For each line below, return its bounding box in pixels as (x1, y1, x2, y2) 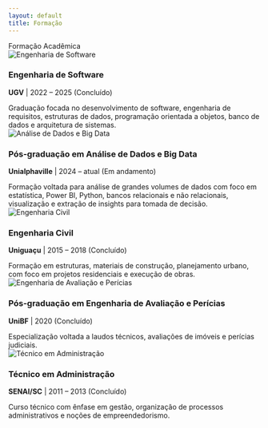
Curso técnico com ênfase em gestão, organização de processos (8, 402, 224, 411)
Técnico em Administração (8, 368, 115, 379)
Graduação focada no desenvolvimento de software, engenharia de (8, 103, 231, 113)
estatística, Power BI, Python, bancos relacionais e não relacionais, (8, 191, 229, 200)
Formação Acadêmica (8, 41, 82, 50)
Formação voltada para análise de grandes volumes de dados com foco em (8, 182, 258, 192)
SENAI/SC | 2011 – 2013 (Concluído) (8, 386, 127, 396)
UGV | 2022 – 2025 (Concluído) (8, 87, 113, 97)
